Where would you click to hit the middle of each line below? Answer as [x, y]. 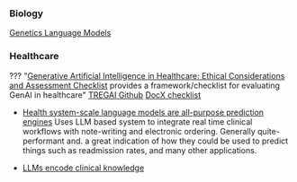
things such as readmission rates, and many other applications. [139, 150]
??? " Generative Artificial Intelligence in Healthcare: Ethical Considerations [147, 75]
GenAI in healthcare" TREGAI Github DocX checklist [105, 95]
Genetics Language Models [60, 33]
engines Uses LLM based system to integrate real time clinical [137, 121]
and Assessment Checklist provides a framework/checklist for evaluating [145, 85]
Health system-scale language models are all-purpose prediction [143, 112]
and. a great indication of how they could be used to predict [177, 141]
